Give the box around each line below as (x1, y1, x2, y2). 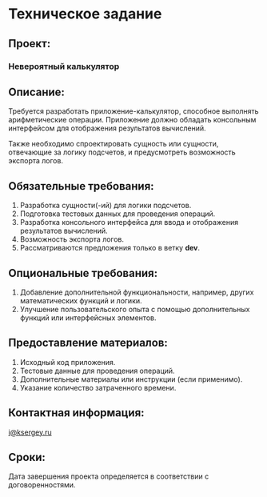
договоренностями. (8, 480, 76, 490)
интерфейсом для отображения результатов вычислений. (8, 123, 206, 133)
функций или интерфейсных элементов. (19, 313, 157, 323)
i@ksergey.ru (8, 427, 52, 437)
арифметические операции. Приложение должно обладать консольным (8, 115, 257, 125)
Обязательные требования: (8, 179, 154, 193)
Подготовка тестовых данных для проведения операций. (19, 209, 216, 218)
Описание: (8, 85, 66, 98)
